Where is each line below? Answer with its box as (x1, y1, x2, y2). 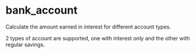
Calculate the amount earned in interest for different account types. (5, 23, 171, 30)
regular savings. (5, 41, 45, 48)
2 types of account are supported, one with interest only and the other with (5, 34, 190, 42)
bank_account (5, 4, 78, 17)
